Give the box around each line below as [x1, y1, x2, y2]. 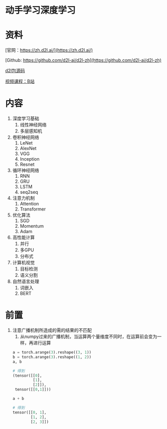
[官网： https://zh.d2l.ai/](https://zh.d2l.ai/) [5, 47, 93, 53]
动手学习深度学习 [5, 5, 76, 16]
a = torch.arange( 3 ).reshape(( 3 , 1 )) [12, 350, 92, 355]
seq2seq [20, 189, 39, 195]
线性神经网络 [20, 122, 47, 128]
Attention [20, 201, 39, 207]
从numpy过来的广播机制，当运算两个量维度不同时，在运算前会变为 [20, 333, 157, 339]
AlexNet [20, 146, 37, 152]
